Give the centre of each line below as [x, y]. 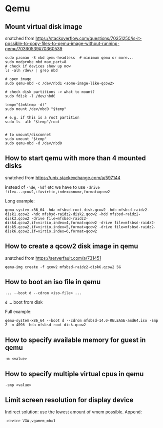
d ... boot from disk [24, 302]
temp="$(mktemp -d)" [26, 105]
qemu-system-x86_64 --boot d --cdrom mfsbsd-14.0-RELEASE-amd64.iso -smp [82, 321]
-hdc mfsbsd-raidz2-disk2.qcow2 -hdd [70, 214]
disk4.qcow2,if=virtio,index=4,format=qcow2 [51, 223]
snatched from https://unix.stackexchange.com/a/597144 [63, 178]
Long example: [20, 201]
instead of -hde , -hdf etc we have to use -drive [52, 187]
